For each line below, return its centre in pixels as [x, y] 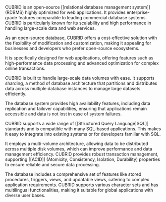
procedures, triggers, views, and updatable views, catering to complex [77, 179]
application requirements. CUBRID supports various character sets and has [82, 185]
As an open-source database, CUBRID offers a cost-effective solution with [81, 38]
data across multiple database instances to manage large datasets [73, 88]
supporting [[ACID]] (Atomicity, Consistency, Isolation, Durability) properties [83, 159]
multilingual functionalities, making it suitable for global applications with [79, 190]
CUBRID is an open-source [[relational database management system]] [78, 7]
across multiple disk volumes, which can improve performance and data [79, 149]
